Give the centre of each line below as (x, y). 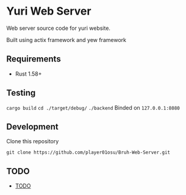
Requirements (34, 59)
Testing (21, 93)
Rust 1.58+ (28, 74)
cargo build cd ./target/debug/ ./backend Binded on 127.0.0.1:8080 (93, 107)
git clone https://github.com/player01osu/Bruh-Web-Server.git (88, 153)
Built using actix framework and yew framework (66, 40)
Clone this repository (33, 141)
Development (33, 126)
